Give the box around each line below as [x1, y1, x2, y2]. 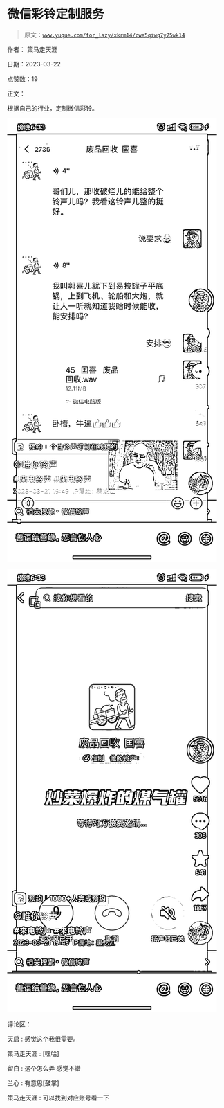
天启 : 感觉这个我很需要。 [7, 1035, 80, 1043]
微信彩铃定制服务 [7, 6, 105, 22]
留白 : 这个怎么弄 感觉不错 [7, 1064, 81, 1072]
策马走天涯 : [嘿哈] [7, 1049, 60, 1057]
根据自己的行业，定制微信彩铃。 [7, 104, 98, 112]
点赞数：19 [7, 74, 38, 83]
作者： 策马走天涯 [7, 45, 57, 53]
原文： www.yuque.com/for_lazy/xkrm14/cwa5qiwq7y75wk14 [24, 30, 185, 39]
